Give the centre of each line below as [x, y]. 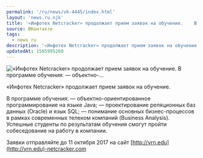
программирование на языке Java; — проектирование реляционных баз [101, 105]
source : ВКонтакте [29, 29]
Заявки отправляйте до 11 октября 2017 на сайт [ [69, 142]
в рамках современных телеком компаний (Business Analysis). [88, 117]
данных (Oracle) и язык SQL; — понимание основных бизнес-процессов [100, 111]
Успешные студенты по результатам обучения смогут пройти [87, 124]
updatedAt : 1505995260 [35, 51]
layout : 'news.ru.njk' [35, 18]
